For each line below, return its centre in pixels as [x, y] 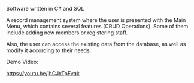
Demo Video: [22, 62]
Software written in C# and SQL [45, 9]
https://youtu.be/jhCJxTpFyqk [43, 73]
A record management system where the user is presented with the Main [96, 20]
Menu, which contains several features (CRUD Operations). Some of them [97, 26]
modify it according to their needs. [49, 50]
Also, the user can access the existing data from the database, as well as [96, 44]
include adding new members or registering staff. [67, 33]
